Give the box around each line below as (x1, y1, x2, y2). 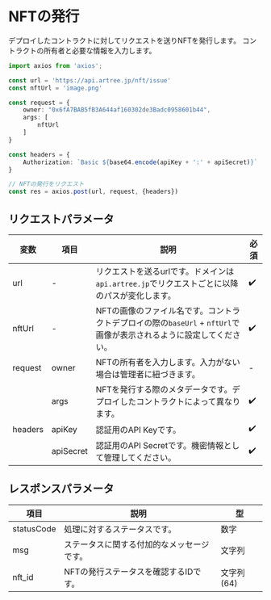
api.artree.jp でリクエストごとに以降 (95, 278, 239, 289)
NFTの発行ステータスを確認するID (64, 566, 194, 577)
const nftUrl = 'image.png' (8, 84, 103, 92)
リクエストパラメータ (8, 212, 115, 226)
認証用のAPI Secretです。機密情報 (95, 440, 224, 451)
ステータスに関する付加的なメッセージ (64, 539, 210, 550)
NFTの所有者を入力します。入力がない (95, 357, 240, 367)
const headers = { (8, 150, 70, 158)
